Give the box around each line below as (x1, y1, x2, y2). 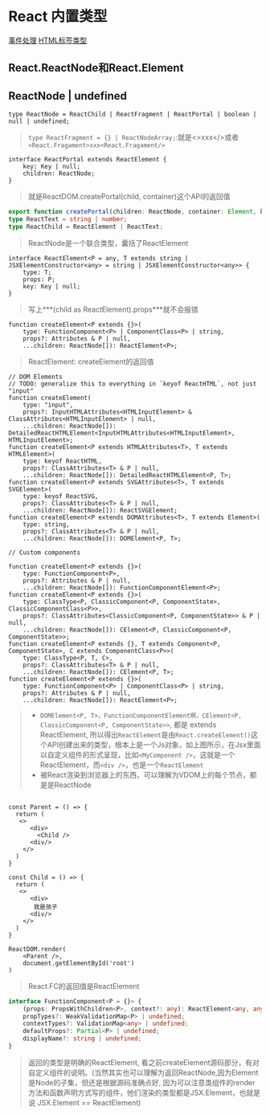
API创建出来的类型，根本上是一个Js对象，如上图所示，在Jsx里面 (47, 740, 261, 749)
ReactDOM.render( (8, 945, 67, 953)
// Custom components (8, 548, 81, 557)
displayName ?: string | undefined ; (22, 1035, 142, 1043)
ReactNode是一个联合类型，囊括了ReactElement (27, 238, 189, 247)
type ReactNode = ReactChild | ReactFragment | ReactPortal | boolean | (8, 110, 257, 119)
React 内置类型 (8, 7, 108, 26)
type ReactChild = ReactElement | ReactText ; (8, 223, 163, 231)
